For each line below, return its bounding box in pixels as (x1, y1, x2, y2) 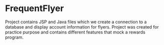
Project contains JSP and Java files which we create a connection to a (5, 19, 147, 25)
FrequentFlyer (5, 3, 64, 14)
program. (5, 34, 24, 40)
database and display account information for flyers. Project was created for (5, 24, 159, 30)
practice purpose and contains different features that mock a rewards (5, 29, 145, 35)
